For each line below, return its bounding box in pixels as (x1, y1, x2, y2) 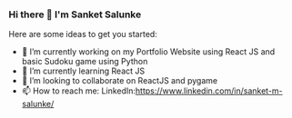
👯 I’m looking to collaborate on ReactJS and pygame (21, 75, 218, 86)
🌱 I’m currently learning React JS (21, 65, 146, 76)
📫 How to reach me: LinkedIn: (21, 85, 136, 96)
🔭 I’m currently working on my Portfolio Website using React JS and (21, 46, 276, 57)
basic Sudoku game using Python (21, 56, 148, 67)
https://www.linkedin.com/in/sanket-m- (135, 85, 283, 96)
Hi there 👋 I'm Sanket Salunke (8, 8, 142, 21)
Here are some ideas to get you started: (8, 29, 158, 40)
